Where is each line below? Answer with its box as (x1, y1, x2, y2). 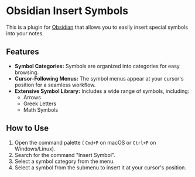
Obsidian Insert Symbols (6, 4, 129, 18)
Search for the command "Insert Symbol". (14, 151, 116, 158)
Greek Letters (23, 100, 57, 107)
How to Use (6, 123, 49, 133)
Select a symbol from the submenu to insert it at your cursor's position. (14, 163, 186, 171)
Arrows (23, 93, 41, 101)
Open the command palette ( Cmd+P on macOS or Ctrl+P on (14, 139, 156, 146)
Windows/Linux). (14, 145, 56, 152)
